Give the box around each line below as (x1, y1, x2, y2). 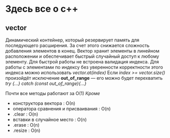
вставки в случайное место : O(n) (12, 117, 87, 123)
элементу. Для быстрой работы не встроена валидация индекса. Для (5, 59, 159, 64)
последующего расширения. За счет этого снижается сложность (5, 42, 150, 49)
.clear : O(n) (12, 111, 39, 117)
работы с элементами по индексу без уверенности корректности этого (5, 64, 163, 70)
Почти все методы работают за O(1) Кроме (5, 90, 100, 96)
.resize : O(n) (12, 127, 41, 133)
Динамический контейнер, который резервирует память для (5, 37, 140, 43)
